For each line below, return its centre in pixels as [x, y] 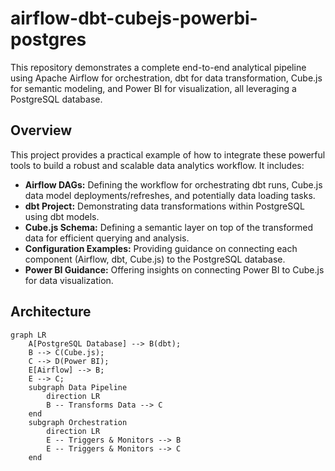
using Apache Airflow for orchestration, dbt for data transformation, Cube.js [166, 78]
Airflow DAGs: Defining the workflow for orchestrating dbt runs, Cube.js [173, 184]
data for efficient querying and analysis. [107, 238]
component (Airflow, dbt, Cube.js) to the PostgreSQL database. [155, 259]
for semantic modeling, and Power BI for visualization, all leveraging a [153, 88]
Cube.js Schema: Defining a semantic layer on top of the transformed [169, 227]
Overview [41, 130]
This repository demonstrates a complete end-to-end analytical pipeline [158, 67]
